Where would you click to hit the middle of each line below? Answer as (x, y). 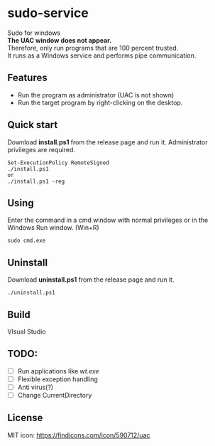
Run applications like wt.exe (58, 371)
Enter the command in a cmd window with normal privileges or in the (108, 220)
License (25, 418)
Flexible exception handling (57, 379)
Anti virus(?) (35, 387)
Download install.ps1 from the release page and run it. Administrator (107, 142)
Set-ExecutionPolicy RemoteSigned (59, 163)
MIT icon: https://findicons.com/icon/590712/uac (79, 435)
